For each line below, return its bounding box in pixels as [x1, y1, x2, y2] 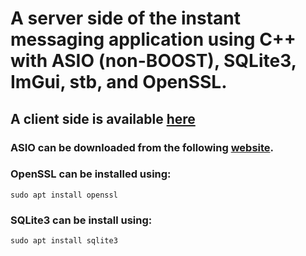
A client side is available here [10, 110, 196, 127]
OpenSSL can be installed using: [10, 167, 172, 181]
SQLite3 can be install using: [10, 213, 153, 227]
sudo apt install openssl [10, 190, 118, 200]
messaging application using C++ [10, 28, 297, 51]
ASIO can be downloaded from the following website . [10, 140, 275, 154]
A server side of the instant [10, 7, 242, 30]
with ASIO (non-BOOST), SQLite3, [10, 50, 297, 72]
